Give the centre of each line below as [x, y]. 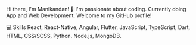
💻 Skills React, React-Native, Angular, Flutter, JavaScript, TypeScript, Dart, [98, 27]
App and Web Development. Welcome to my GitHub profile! [79, 15]
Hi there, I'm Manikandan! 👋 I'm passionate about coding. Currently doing [96, 9]
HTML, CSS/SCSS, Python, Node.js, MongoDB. [64, 36]
